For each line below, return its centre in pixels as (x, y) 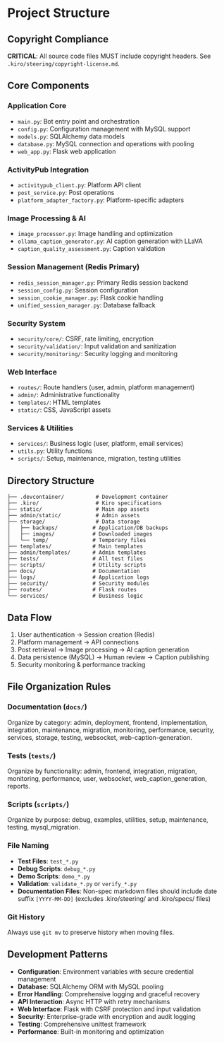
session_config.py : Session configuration (78, 290)
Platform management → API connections (78, 642)
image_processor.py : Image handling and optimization (95, 234)
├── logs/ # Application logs (79, 577)
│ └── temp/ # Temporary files (77, 541)
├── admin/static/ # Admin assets (74, 516)
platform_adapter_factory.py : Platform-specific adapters (101, 200)
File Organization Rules (59, 687)
